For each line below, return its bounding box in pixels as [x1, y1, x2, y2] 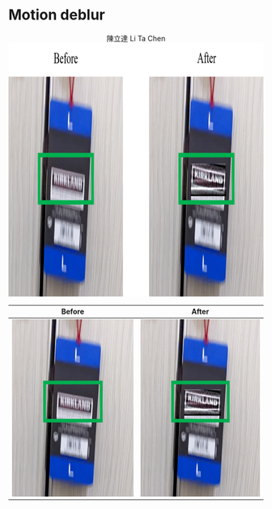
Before [61, 306, 85, 317]
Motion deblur [8, 6, 105, 24]
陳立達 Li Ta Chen [106, 33, 166, 43]
